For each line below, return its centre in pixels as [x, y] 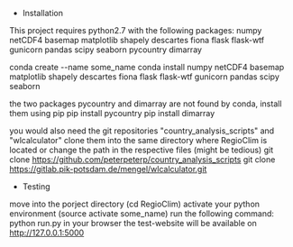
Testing [37, 187]
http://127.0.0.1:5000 [47, 233]
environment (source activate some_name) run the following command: [142, 214]
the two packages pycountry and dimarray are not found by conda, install [146, 104]
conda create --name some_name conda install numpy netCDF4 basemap [147, 67]
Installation [43, 13]
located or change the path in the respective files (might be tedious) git [141, 150]
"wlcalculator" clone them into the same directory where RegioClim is [138, 140]
